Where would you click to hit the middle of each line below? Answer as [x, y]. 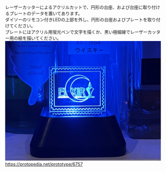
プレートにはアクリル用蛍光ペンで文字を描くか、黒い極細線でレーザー [76, 32]
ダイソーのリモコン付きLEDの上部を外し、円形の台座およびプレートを [76, 20]
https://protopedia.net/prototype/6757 [44, 164]
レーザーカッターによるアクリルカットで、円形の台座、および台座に [74, 7]
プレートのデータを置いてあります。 [46, 13]
